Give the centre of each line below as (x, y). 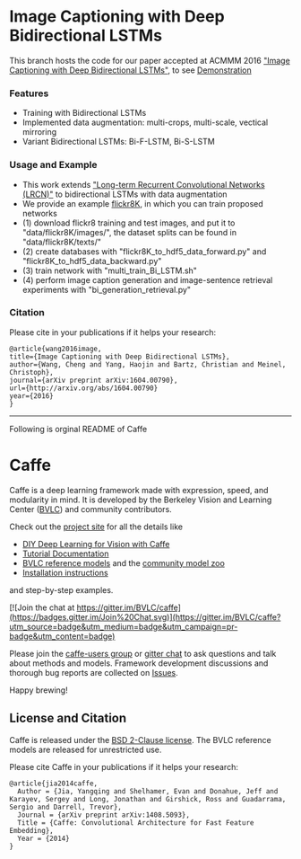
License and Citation (68, 718)
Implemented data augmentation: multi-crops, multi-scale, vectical (145, 122)
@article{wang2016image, (56, 349)
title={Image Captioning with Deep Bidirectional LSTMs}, (120, 357)
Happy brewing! (39, 690)
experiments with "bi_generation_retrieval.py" (106, 289)
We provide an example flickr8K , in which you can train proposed (143, 203)
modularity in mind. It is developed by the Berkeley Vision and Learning (141, 500)
